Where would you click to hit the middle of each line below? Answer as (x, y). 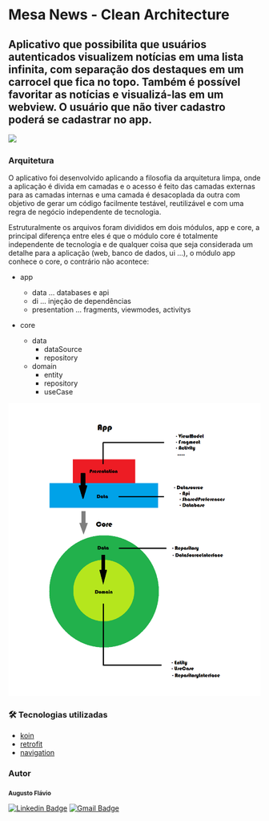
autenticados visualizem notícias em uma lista (126, 57)
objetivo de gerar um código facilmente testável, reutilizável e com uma (126, 204)
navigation (37, 752)
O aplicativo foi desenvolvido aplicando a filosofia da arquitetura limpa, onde (134, 178)
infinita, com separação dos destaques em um (126, 69)
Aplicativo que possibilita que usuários (107, 44)
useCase (58, 392)
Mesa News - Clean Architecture (119, 15)
